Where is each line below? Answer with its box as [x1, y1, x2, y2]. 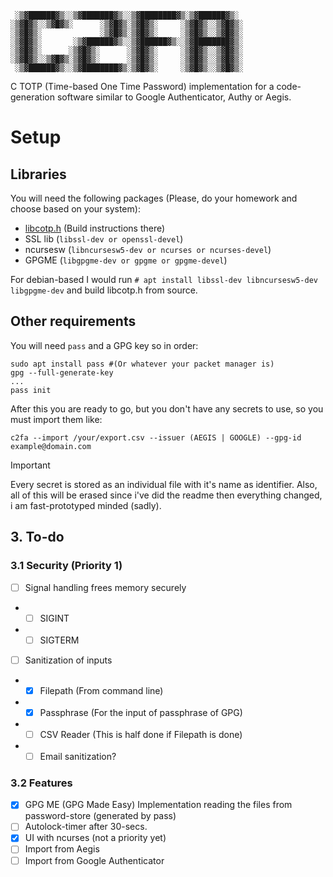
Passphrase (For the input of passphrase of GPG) [39, 706, 243, 718]
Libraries [10, 166, 67, 183]
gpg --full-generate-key [10, 367, 114, 378]
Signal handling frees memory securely [24, 581, 187, 593]
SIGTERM [39, 634, 80, 646]
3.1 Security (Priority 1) [10, 559, 123, 573]
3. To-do [10, 529, 65, 546]
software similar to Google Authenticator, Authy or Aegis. [56, 91, 292, 103]
